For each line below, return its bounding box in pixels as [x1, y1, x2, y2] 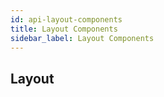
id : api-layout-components [10, 14, 123, 25]
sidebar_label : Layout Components [10, 33, 155, 43]
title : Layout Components [10, 24, 118, 34]
